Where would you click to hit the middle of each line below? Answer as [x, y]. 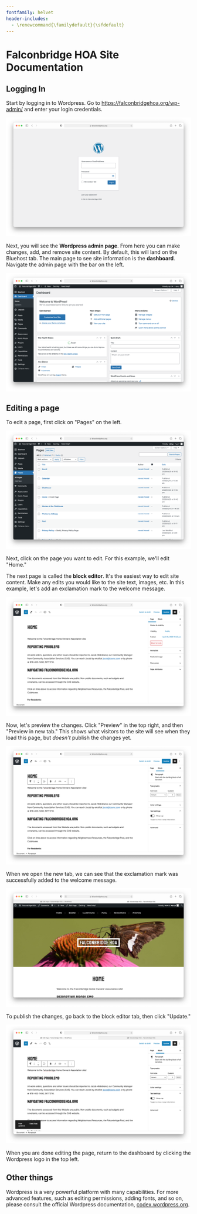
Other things [30, 1178]
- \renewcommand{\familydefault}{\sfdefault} [68, 25]
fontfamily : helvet [30, 12]
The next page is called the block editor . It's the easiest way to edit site [93, 576]
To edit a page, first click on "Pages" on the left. [64, 422]
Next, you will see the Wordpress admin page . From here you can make [93, 246]
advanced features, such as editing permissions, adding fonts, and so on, [95, 1198]
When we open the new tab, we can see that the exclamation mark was [92, 874]
